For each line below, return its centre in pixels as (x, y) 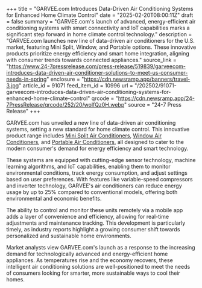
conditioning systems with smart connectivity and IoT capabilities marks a (98, 28)
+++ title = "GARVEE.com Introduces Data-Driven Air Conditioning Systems (100, 9)
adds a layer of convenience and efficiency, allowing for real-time (88, 217)
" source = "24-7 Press (153, 105)
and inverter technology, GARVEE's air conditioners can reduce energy (94, 186)
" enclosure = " (65, 79)
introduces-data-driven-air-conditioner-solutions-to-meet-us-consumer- (97, 73)
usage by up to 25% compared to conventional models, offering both (92, 192)
